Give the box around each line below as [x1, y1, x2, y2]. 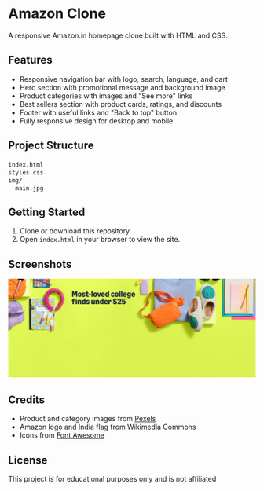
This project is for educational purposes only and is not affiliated [8, 475, 217, 484]
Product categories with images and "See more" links [19, 91, 193, 101]
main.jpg [15, 184, 44, 192]
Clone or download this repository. [19, 226, 132, 236]
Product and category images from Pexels [19, 414, 156, 423]
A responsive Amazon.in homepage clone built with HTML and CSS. [8, 31, 228, 40]
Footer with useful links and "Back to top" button [19, 108, 178, 117]
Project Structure [8, 139, 94, 152]
